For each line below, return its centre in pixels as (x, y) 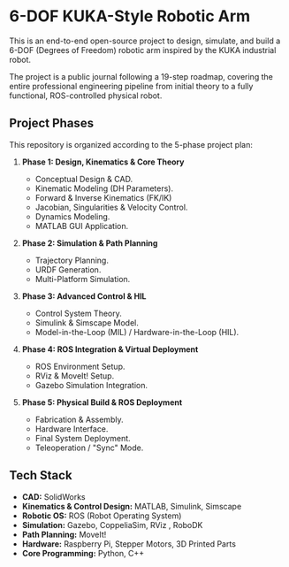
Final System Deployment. (83, 438)
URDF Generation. (68, 269)
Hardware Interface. (72, 429)
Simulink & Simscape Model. (87, 322)
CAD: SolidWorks (53, 496)
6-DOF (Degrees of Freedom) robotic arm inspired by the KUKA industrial (143, 50)
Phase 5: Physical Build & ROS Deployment (102, 402)
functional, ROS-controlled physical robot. (86, 96)
